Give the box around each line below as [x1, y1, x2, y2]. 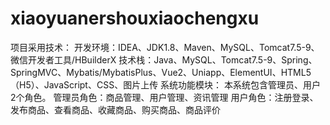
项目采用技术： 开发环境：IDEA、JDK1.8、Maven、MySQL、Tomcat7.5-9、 [10, 41, 320, 53]
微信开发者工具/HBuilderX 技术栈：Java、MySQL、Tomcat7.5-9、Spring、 [10, 53, 318, 66]
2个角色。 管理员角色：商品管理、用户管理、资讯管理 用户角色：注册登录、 [10, 91, 319, 103]
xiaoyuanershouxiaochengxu [10, 7, 260, 30]
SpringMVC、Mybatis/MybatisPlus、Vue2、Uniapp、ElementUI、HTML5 [10, 66, 312, 78]
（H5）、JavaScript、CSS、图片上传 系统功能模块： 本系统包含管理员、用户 [10, 78, 322, 91]
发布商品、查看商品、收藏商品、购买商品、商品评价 [10, 103, 221, 116]
